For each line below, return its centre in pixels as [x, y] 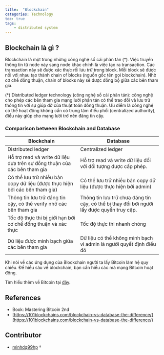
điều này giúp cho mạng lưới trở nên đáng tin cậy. [55, 116]
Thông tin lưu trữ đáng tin [37, 198]
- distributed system [36, 28]
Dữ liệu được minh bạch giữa [40, 241]
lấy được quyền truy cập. [109, 210]
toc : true [15, 19]
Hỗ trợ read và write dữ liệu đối [116, 161]
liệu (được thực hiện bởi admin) [116, 187]
